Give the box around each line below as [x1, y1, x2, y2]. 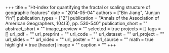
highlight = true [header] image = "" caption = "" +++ [5, 42, 116, 47]
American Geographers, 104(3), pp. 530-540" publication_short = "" [5, 20, 148, 26]
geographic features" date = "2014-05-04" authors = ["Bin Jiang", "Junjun [5, 10, 160, 16]
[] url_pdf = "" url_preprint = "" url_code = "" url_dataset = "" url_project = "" [5, 31, 164, 37]
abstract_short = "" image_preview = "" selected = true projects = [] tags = [5, 26, 161, 32]
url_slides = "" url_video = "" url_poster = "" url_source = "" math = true [5, 36, 154, 42]
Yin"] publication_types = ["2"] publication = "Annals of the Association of [5, 15, 159, 21]
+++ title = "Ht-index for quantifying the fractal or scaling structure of [5, 5, 150, 10]
